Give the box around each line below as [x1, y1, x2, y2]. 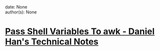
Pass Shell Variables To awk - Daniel [5, 26, 155, 37]
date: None [5, 4, 28, 10]
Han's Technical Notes [5, 36, 99, 47]
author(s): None [5, 9, 37, 15]
